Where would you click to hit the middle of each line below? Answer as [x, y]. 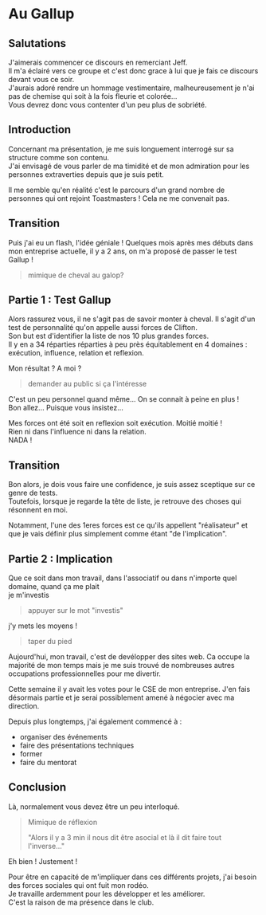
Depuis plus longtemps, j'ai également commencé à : [95, 721]
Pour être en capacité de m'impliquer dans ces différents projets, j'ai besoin [133, 877]
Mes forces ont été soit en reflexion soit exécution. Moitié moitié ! [115, 423]
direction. [24, 706]
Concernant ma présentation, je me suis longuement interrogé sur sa [121, 149]
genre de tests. [33, 493]
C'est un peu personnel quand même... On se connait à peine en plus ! [124, 399]
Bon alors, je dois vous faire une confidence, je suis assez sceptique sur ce [132, 485]
